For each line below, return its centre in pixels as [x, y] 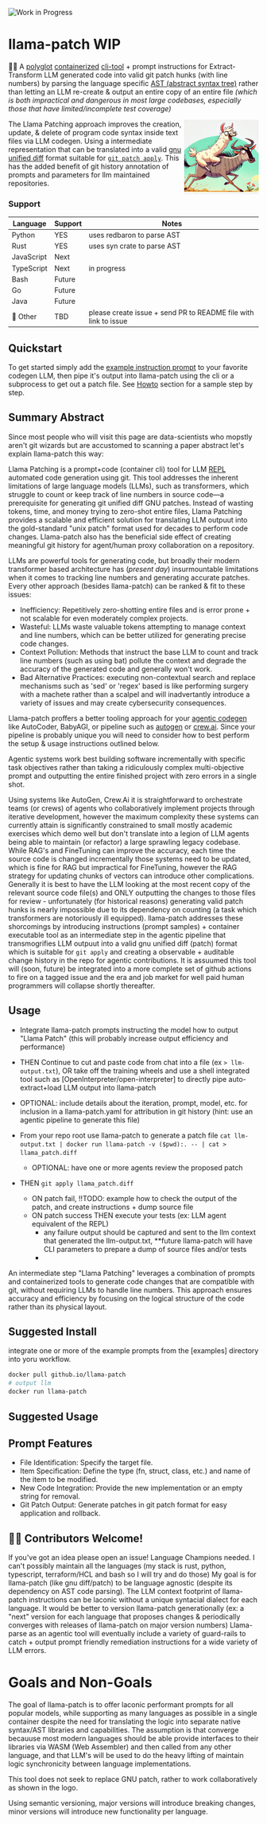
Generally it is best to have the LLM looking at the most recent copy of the [130, 884]
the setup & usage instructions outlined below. [84, 743]
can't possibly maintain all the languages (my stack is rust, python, [117, 1566]
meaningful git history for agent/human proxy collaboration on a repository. [131, 545]
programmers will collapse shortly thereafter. [82, 986]
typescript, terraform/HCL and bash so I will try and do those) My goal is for [132, 1574]
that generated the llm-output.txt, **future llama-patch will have [148, 1240]
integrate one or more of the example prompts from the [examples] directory [133, 1351]
